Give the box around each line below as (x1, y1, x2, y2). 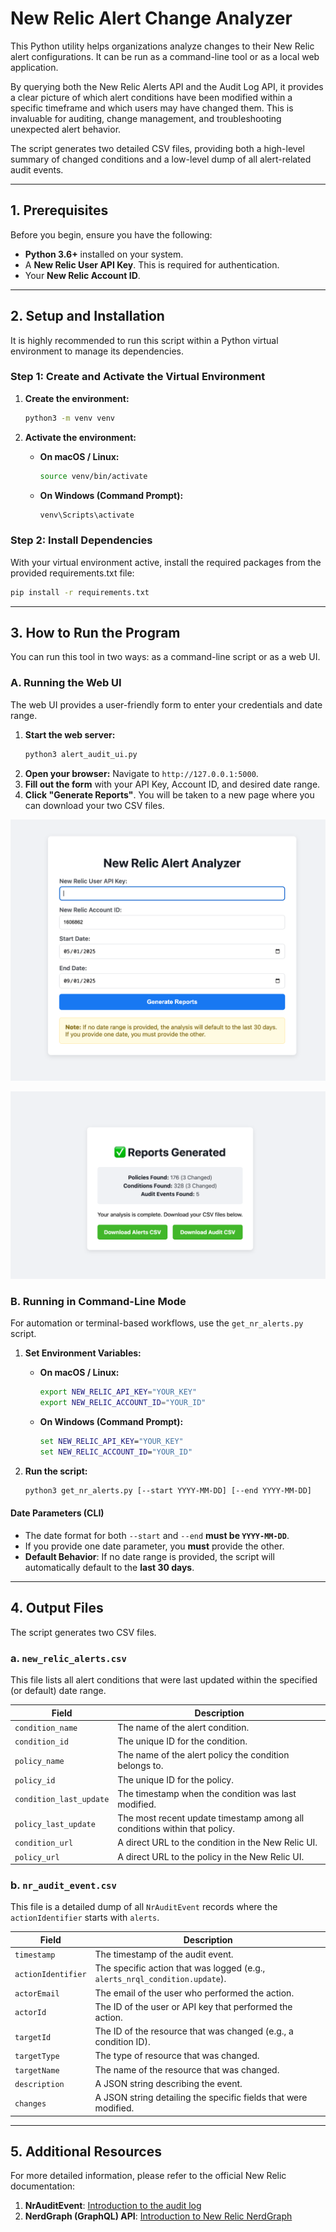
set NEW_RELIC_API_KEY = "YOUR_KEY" (39, 1437, 184, 1447)
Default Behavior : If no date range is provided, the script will (24, 1551, 275, 1563)
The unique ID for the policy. (117, 1773, 234, 1786)
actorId (14, 2008, 47, 2018)
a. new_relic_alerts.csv (10, 1651, 127, 1665)
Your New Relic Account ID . (24, 269, 141, 281)
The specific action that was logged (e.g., (94, 1962, 266, 1974)
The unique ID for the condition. (117, 1735, 248, 1747)
